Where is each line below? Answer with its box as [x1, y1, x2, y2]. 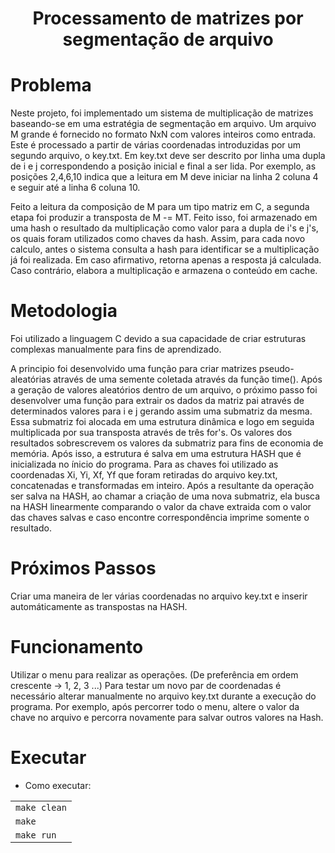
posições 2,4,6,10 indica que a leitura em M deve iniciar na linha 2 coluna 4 [10, 171, 319, 183]
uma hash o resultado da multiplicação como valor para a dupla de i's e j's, [10, 222, 319, 234]
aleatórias [10, 373, 52, 386]
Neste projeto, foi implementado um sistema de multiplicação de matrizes [10, 107, 314, 119]
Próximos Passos [10, 557, 157, 580]
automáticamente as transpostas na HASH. [10, 601, 188, 612]
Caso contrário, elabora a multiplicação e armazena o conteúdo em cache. [10, 265, 318, 277]
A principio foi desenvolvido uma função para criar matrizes [10, 363, 257, 375]
